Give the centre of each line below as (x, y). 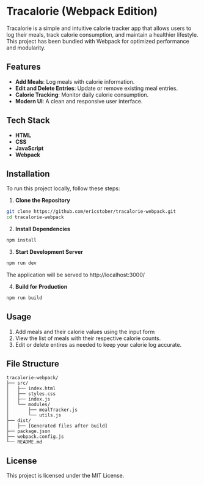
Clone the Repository (42, 201)
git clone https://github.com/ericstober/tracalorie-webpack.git (91, 212)
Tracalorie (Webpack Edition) (82, 11)
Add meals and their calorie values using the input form (85, 331)
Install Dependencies (42, 229)
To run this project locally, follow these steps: (63, 188)
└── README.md (24, 442)
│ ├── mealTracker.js (42, 410)
